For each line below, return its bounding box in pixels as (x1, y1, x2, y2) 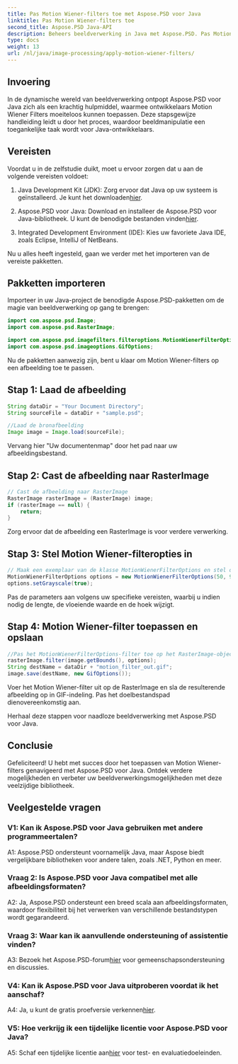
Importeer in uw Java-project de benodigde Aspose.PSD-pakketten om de (7, 296, 225, 304)
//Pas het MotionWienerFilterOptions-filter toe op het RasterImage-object (7, 651, 236, 658)
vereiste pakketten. (7, 256, 64, 265)
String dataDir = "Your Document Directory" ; (7, 403, 144, 410)
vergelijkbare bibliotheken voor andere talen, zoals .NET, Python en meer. (7, 855, 222, 864)
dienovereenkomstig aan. (7, 698, 81, 707)
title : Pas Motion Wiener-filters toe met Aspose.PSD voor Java (7, 10, 201, 18)
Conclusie (7, 740, 53, 752)
